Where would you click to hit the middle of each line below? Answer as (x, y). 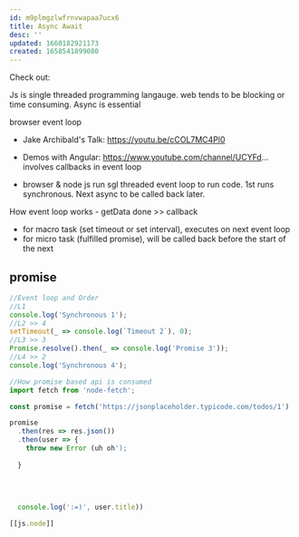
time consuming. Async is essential (75, 104)
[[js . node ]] (32, 524)
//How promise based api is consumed (81, 382)
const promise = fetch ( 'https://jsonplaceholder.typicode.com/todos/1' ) (149, 406)
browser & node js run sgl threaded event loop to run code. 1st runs (148, 185)
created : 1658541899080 (54, 52)
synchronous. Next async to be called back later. (114, 194)
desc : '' (26, 34)
